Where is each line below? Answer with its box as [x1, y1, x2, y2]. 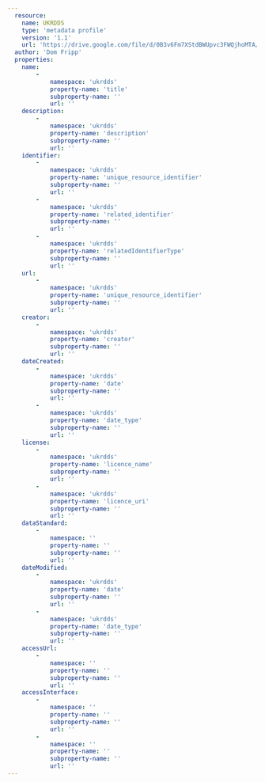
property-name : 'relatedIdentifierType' [49, 247, 185, 255]
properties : [14, 56, 55, 64]
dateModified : [21, 564, 68, 571]
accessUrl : [21, 644, 58, 653]
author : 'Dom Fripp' [14, 48, 82, 56]
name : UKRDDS [21, 19, 65, 27]
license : [21, 438, 51, 446]
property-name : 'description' [49, 129, 150, 137]
